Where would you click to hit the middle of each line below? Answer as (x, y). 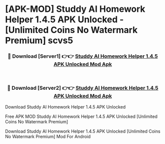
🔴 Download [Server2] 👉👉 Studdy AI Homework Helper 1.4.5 (83, 88)
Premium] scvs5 (39, 41)
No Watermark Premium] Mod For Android (48, 136)
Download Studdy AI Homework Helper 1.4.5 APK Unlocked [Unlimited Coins (83, 131)
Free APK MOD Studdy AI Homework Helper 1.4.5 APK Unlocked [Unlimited (81, 116)
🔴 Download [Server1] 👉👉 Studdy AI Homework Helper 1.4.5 (83, 56)
